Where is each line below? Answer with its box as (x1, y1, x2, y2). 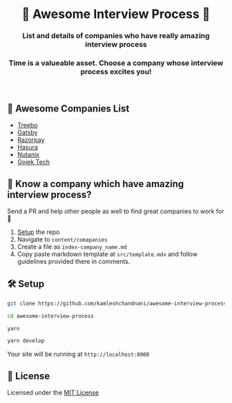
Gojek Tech (17, 158, 50, 166)
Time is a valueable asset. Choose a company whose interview (8, 58, 224, 68)
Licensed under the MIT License (7, 388, 99, 397)
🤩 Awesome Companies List (7, 102, 130, 114)
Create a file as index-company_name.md (17, 242, 128, 251)
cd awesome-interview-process (7, 312, 95, 319)
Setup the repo (17, 228, 60, 236)
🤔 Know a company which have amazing (7, 178, 184, 190)
